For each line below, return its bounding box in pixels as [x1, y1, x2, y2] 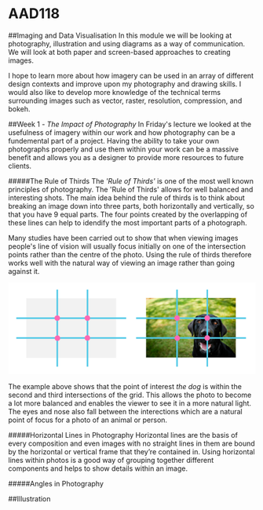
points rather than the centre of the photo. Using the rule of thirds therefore [8, 250, 252, 259]
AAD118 [8, 5, 60, 23]
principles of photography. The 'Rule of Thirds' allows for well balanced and [8, 184, 254, 194]
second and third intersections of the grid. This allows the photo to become [8, 390, 252, 400]
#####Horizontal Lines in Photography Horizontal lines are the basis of [8, 431, 238, 440]
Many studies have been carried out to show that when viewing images [8, 233, 239, 242]
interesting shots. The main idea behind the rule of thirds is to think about [8, 193, 245, 202]
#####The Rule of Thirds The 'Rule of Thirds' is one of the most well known [8, 176, 254, 185]
